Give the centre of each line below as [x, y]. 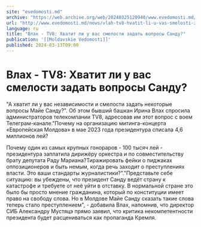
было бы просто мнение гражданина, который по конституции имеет [95, 192]
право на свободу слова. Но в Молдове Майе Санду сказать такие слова [100, 198]
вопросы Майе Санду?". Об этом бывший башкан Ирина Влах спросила [98, 110]
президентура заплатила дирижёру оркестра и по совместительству [95, 154]
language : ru [22, 28]
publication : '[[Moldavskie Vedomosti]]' [59, 40]
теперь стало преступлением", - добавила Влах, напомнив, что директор [100, 205]
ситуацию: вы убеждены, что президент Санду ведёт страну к [86, 179]
